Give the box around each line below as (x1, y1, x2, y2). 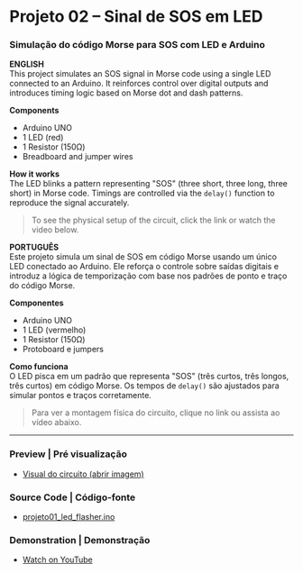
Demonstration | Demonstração (9, 534, 151, 546)
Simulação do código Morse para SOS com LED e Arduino (9, 39, 266, 51)
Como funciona (9, 361, 69, 372)
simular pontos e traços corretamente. (9, 390, 151, 401)
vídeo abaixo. (31, 417, 82, 428)
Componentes (9, 297, 65, 308)
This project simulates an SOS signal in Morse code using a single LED (9, 68, 271, 79)
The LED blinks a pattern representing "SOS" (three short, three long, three (9, 178, 289, 189)
